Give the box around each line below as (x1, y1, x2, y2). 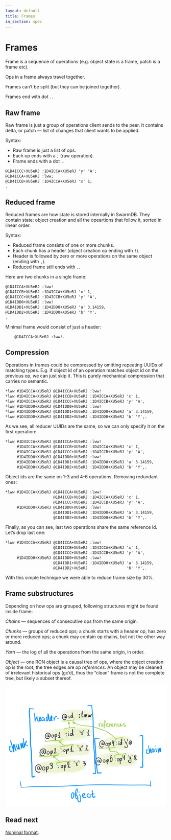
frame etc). (5, 64, 29, 70)
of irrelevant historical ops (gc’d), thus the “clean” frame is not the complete (5, 669, 165, 675)
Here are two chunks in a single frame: (5, 273, 87, 279)
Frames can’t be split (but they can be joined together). (5, 84, 121, 90)
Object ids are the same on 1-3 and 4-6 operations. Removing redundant (5, 473, 158, 480)
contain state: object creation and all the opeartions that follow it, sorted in (5, 217, 162, 223)
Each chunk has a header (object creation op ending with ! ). (12, 247, 140, 253)
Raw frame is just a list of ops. (12, 147, 77, 153)
